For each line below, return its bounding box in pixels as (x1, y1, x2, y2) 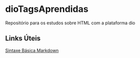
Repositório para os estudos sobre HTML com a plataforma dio (5, 20, 135, 26)
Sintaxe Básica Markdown (5, 47, 59, 53)
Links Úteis (5, 34, 41, 43)
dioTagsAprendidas (5, 3, 89, 15)
